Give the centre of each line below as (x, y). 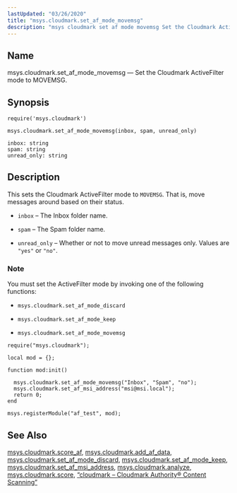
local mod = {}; (31, 358)
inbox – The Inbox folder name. (62, 215)
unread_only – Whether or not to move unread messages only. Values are (123, 243)
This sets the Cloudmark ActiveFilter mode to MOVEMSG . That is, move (106, 194)
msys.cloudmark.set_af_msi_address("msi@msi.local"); (94, 389)
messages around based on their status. (66, 201)
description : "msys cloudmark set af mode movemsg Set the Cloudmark (112, 27)
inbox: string (28, 143)
